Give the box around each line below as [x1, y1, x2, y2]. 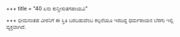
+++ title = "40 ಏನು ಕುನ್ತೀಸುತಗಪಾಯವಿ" [6, 5, 88, 12]
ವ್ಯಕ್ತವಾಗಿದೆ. [6, 23, 27, 30]
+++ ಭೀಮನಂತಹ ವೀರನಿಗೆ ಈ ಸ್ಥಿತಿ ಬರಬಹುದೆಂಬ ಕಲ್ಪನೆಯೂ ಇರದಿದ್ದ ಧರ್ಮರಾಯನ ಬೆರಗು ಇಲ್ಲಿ [6, 17, 174, 23]
